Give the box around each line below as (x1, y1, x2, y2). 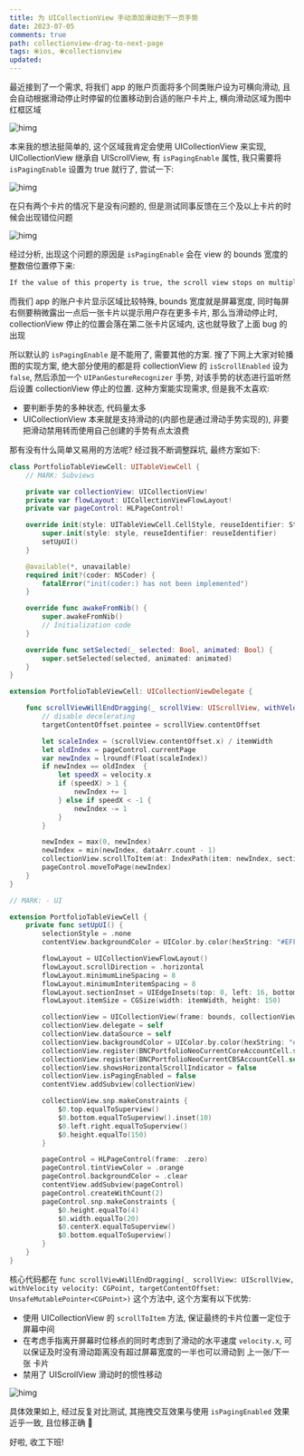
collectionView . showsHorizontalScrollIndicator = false (42, 1063, 257, 1072)
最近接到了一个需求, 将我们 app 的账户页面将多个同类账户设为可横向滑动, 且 (9, 82, 291, 92)
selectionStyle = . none (42, 929, 131, 939)
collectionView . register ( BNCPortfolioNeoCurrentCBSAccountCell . (42, 1054, 290, 1064)
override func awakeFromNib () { (25, 604, 147, 613)
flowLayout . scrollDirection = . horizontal (42, 963, 204, 972)
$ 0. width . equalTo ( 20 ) (57, 1214, 140, 1223)
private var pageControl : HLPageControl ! (25, 504, 184, 513)
